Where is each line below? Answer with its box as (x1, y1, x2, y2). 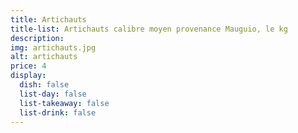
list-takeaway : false (19, 98, 110, 108)
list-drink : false (19, 107, 97, 118)
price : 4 (10, 61, 47, 71)
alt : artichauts (10, 52, 78, 62)
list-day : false (19, 89, 87, 99)
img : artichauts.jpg (10, 42, 97, 53)
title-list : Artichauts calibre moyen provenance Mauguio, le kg (10, 24, 288, 34)
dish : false (19, 80, 70, 90)
